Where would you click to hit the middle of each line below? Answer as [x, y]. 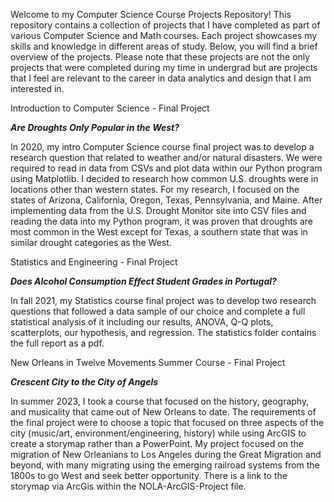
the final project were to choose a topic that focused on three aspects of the [167, 422]
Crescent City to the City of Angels [84, 382]
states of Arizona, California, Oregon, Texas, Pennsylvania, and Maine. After [166, 200]
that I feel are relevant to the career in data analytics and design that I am [161, 78]
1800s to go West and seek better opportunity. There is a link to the [149, 475]
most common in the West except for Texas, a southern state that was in [159, 232]
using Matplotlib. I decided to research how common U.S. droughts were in [164, 178]
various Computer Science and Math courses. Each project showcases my [164, 35]
